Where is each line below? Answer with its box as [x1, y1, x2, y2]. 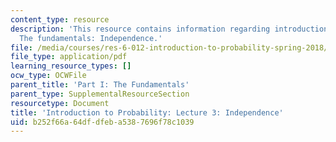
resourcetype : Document [10, 98, 110, 108]
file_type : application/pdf [10, 52, 128, 62]
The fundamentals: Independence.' [19, 33, 163, 43]
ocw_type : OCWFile [10, 71, 87, 81]
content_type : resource [10, 14, 110, 25]
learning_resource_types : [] [10, 61, 132, 71]
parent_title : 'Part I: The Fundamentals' [10, 80, 190, 90]
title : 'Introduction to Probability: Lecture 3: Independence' [10, 107, 284, 118]
